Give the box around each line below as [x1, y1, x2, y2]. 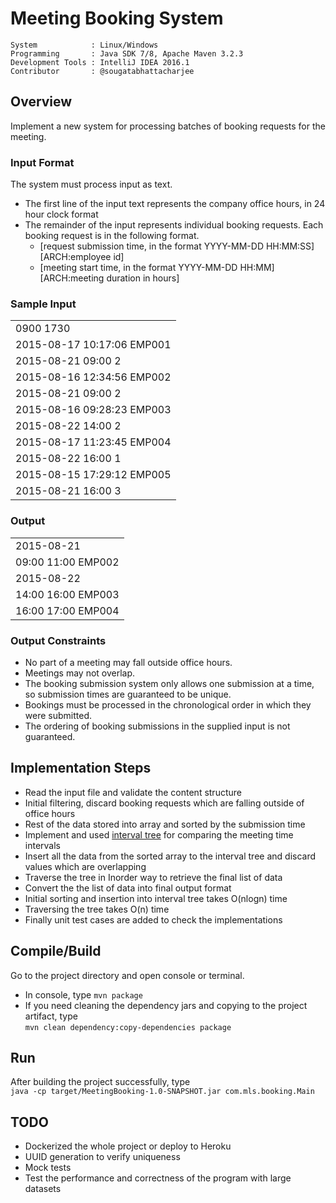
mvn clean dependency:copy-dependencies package [24, 1022, 232, 1032]
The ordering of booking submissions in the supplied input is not [24, 720, 291, 732]
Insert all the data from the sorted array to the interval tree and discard [24, 850, 317, 862]
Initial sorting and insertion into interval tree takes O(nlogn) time [24, 892, 288, 904]
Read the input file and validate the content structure [24, 786, 242, 798]
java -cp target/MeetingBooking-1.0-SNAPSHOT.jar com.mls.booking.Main [10, 1087, 315, 1097]
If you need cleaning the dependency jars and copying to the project [24, 999, 308, 1011]
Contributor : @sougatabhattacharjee [10, 66, 195, 76]
